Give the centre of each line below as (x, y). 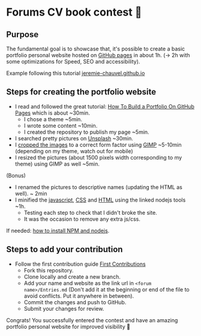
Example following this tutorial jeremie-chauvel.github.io (76, 73)
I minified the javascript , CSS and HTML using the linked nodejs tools (100, 200)
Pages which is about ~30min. (52, 113)
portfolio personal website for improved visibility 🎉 (68, 326)
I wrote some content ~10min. (61, 125)
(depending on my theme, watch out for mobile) (74, 151)
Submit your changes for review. (64, 308)
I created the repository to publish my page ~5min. (86, 132)
